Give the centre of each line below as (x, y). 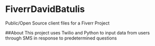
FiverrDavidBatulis (45, 9)
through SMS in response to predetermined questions (61, 38)
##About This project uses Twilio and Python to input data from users (77, 32)
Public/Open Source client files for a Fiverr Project (58, 23)
